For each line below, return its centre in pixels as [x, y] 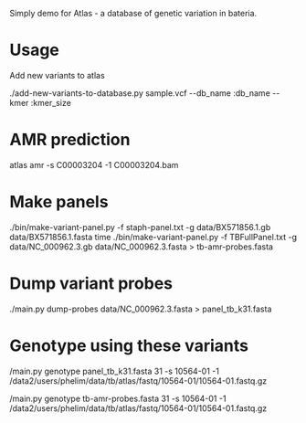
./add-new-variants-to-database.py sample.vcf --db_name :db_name [140, 93]
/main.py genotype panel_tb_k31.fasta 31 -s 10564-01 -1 [114, 371]
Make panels [59, 202]
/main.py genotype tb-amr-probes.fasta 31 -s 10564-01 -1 [118, 398]
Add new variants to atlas [57, 75]
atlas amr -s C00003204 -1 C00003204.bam [94, 164]
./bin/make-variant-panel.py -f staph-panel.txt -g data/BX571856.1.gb [140, 227]
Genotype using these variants [129, 345]
